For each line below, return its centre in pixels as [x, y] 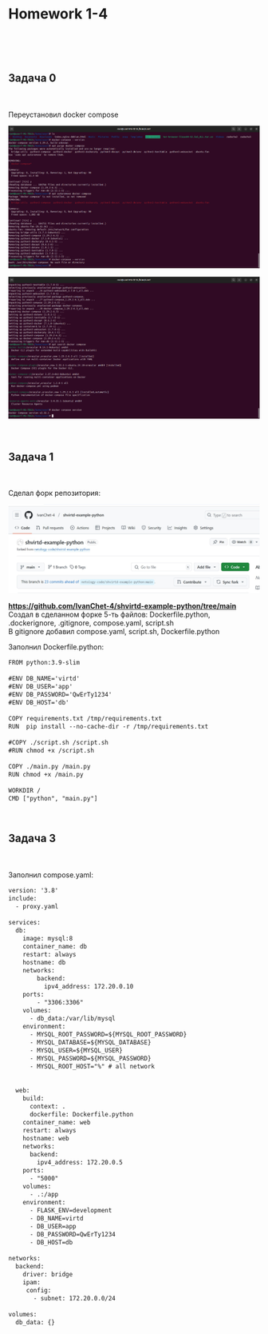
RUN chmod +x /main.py [46, 774]
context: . [47, 1106]
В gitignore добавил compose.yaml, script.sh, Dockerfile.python [114, 631]
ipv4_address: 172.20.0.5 [80, 1162]
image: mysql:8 [48, 938]
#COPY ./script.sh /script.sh [59, 742]
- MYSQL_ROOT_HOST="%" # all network [92, 1066]
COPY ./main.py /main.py [49, 766]
